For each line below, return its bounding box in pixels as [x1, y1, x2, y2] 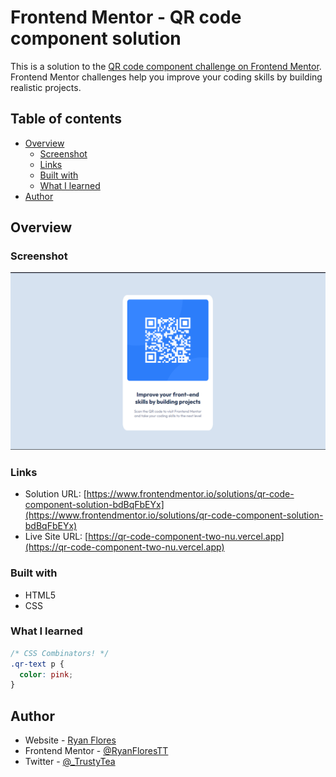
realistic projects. [10, 81, 82, 93]
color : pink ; [19, 669, 74, 680]
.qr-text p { [10, 659, 65, 669]
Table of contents [10, 111, 122, 128]
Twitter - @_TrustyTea [24, 756, 116, 768]
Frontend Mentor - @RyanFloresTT [24, 745, 169, 757]
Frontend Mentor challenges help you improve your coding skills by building [10, 71, 323, 83]
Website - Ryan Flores [24, 734, 117, 746]
